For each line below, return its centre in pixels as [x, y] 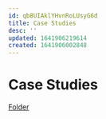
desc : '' [23, 30]
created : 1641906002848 [48, 46]
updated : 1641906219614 [48, 38]
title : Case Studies [43, 23]
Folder [19, 107]
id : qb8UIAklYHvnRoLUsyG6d [53, 16]
